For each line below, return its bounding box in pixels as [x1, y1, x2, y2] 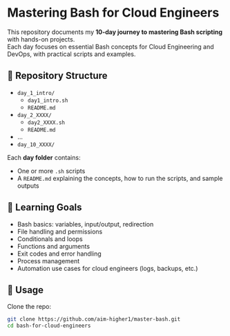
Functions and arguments [17, 242, 90, 250]
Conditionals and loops [17, 234, 83, 243]
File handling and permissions [17, 227, 103, 236]
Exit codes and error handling [17, 249, 102, 258]
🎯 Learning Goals [7, 202, 82, 213]
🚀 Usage [7, 284, 44, 296]
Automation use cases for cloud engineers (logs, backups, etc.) [17, 264, 198, 272]
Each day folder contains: [7, 153, 81, 161]
